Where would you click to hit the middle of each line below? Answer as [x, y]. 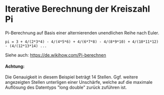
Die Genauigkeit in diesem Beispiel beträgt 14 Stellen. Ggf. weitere [72, 77]
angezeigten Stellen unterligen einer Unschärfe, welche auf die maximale [79, 82]
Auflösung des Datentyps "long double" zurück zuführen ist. [66, 87]
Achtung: [15, 66]
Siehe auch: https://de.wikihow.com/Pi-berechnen [56, 55]
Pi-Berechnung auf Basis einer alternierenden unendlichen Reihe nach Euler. [82, 33]
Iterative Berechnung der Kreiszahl [78, 9]
